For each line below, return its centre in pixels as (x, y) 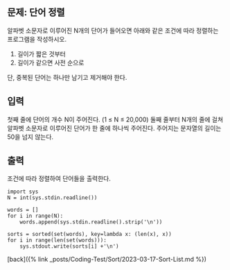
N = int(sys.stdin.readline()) (52, 198)
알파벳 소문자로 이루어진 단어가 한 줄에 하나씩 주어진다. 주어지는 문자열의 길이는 (114, 128)
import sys (23, 192)
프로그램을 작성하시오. (37, 39)
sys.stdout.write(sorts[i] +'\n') (69, 246)
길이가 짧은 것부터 (41, 53)
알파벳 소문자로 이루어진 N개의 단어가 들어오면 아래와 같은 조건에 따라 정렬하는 (113, 31)
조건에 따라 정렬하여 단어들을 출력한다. (59, 178)
